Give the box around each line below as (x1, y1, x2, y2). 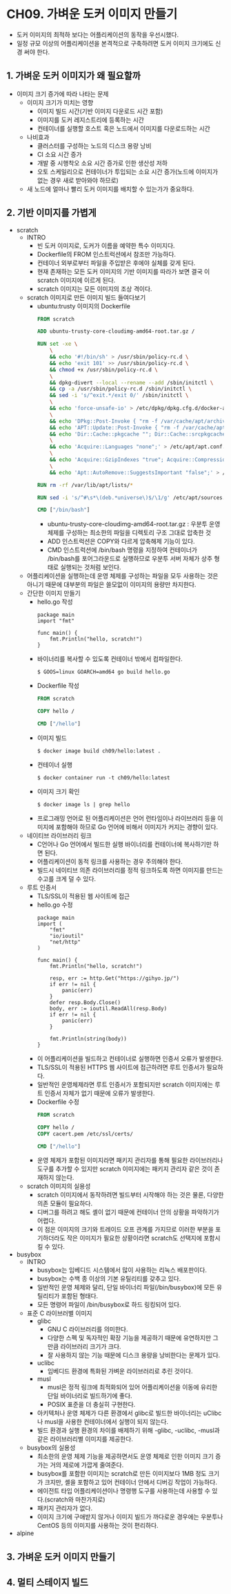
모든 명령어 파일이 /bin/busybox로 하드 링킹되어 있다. (37, 1301, 181, 1309)
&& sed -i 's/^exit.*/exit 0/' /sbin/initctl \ (50, 392, 189, 399)
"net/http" (50, 938, 81, 945)
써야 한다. (23, 48, 50, 56)
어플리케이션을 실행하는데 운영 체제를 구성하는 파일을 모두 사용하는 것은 (26, 572, 219, 580)
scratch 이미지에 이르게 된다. (37, 276, 116, 284)
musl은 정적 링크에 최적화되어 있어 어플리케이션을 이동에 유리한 (47, 1383, 218, 1391)
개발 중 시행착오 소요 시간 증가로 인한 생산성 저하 (37, 158, 168, 167)
